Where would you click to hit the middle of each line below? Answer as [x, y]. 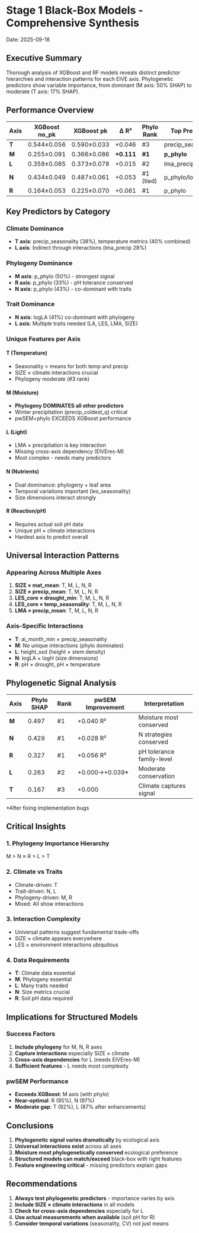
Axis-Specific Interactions [45, 626]
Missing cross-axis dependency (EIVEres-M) [69, 451]
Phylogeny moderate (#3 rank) [52, 379]
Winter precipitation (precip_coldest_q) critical [71, 412]
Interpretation [164, 704]
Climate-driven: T [36, 884]
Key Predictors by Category [58, 211]
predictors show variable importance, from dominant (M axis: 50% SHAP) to [99, 85]
